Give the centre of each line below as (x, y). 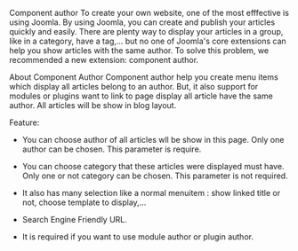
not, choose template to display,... (84, 202)
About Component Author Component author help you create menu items (144, 77)
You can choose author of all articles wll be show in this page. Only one (153, 140)
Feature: (24, 122)
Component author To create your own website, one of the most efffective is (149, 13)
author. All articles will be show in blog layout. (93, 105)
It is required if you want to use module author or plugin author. (137, 237)
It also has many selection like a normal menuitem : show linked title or (151, 193)
